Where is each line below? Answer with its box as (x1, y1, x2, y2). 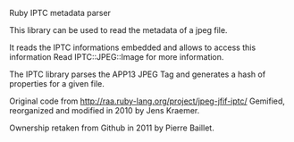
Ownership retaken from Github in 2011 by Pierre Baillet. (9, 122, 214, 133)
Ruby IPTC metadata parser (9, 8, 112, 18)
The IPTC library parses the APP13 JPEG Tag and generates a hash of (9, 69, 266, 79)
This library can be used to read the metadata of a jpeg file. (9, 25, 228, 35)
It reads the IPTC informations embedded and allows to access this (9, 42, 256, 53)
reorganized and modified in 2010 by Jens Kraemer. (9, 105, 200, 115)
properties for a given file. (9, 79, 105, 88)
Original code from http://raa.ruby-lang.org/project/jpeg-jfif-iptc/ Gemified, (9, 96, 286, 106)
